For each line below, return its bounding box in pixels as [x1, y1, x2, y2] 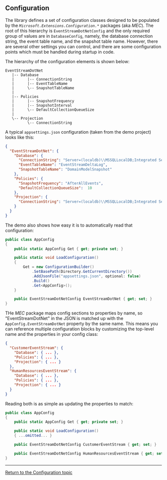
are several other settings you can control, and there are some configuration [5, 43, 162, 49]
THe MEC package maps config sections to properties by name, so [5, 310, 143, 316]
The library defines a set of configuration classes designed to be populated [5, 17, 160, 23]
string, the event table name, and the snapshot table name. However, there [5, 38, 158, 44]
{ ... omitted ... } [14, 433, 52, 438]
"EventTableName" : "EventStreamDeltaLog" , [18, 162, 108, 167]
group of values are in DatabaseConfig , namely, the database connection [5, 33, 153, 39]
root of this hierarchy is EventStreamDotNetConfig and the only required [5, 27, 150, 34]
